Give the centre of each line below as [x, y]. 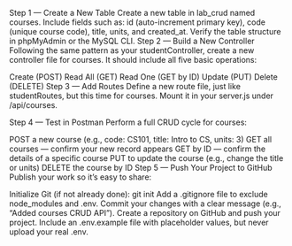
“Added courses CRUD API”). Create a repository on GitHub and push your [145, 213]
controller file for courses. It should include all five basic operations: [133, 60]
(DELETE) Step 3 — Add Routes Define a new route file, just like [125, 86]
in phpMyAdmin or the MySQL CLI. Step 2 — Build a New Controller [132, 41]
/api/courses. [33, 105]
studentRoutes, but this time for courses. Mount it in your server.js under [142, 96]
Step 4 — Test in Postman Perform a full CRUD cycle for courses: [128, 122]
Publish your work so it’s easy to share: [81, 177]
